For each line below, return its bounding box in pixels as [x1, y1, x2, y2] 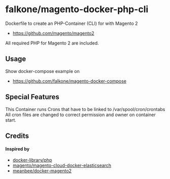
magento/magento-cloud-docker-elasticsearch [12, 162, 112, 168]
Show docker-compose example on [5, 68, 80, 74]
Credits [5, 131, 29, 140]
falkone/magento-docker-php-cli [5, 4, 149, 15]
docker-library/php [12, 157, 52, 163]
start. [5, 117, 17, 123]
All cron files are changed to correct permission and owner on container [5, 112, 156, 118]
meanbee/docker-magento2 [12, 168, 72, 174]
